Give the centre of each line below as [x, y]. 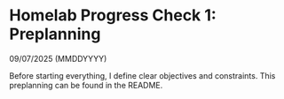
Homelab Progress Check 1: [113, 15]
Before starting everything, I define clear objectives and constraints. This [142, 75]
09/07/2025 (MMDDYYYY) [58, 58]
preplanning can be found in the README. [86, 85]
